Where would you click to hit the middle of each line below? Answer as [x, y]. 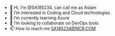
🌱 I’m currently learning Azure [39, 18]
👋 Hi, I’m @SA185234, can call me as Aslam [53, 8]
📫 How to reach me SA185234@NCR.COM [53, 28]
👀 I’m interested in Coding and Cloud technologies [60, 13]
